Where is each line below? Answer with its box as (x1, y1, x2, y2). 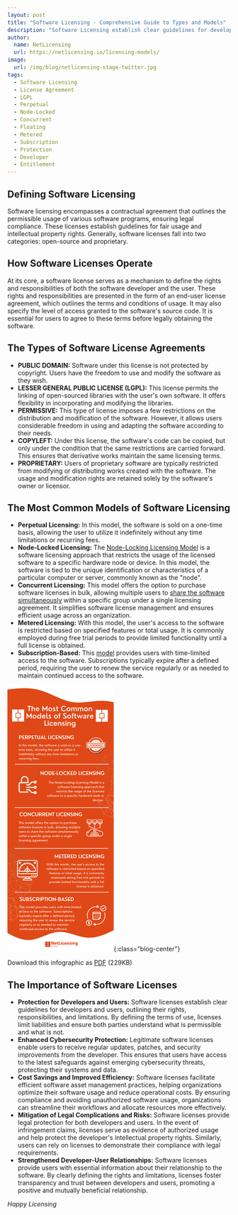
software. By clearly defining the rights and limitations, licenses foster (17, 1171, 222, 1180)
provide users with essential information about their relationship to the (17, 1163, 222, 1172)
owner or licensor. (17, 481, 71, 490)
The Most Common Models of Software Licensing (7, 502, 231, 514)
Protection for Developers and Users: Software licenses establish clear (17, 998, 228, 1007)
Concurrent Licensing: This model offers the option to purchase (17, 581, 207, 590)
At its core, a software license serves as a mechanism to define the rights (7, 276, 222, 285)
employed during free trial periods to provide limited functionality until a (17, 634, 227, 642)
